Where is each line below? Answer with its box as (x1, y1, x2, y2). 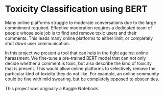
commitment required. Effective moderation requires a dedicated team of (5, 24, 152, 30)
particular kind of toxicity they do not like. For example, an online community (5, 71, 160, 76)
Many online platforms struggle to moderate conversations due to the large (5, 20, 156, 25)
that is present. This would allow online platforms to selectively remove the (5, 65, 156, 72)
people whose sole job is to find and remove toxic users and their (5, 30, 137, 36)
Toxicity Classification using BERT (5, 3, 148, 15)
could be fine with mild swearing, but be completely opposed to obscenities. (5, 76, 159, 82)
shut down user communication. (5, 40, 70, 46)
